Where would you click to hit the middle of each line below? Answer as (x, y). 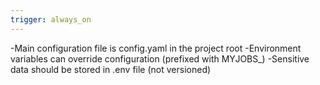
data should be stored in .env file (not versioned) (111, 69)
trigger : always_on (51, 19)
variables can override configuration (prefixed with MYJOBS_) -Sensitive (160, 58)
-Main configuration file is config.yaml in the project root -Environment (156, 48)
